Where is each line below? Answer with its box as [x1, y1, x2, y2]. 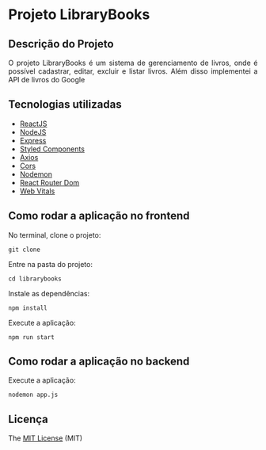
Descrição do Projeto [8, 37, 114, 51]
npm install [8, 303, 47, 312]
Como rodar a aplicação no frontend [8, 209, 190, 223]
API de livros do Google [8, 75, 85, 84]
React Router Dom [19, 177, 80, 187]
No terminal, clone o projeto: [8, 230, 101, 239]
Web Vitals [19, 186, 55, 196]
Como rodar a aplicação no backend [8, 355, 190, 368]
